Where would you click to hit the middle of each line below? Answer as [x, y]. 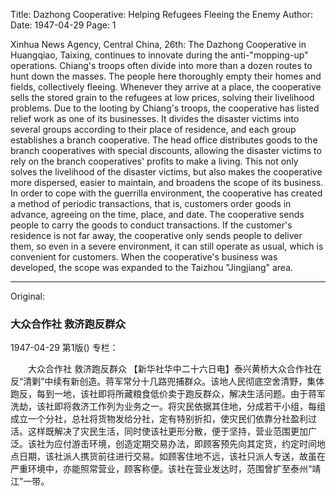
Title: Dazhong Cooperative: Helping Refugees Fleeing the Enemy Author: [161, 14]
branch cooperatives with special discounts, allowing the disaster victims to [166, 150]
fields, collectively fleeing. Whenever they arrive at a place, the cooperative [166, 87]
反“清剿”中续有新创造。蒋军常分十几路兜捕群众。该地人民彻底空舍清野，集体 [167, 381]
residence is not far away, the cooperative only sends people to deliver [156, 235]
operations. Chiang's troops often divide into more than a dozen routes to [161, 65]
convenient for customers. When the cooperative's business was [144, 257]
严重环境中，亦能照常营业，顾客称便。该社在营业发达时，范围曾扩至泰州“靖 [166, 469]
